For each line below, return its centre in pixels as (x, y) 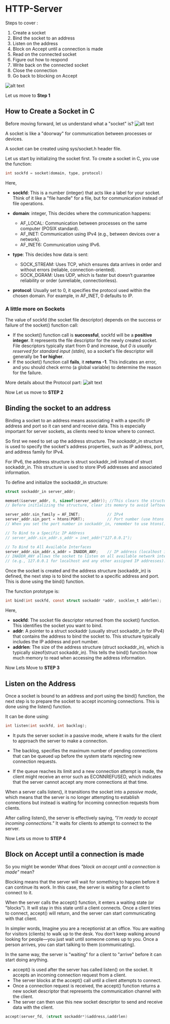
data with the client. (33, 1007)
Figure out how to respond (40, 59)
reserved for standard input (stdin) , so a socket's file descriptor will (83, 351)
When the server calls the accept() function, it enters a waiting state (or (80, 902)
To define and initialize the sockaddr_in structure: (57, 482)
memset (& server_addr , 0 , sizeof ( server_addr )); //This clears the (77, 501)
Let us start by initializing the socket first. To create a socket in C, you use (82, 158)
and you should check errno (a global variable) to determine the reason (87, 367)
